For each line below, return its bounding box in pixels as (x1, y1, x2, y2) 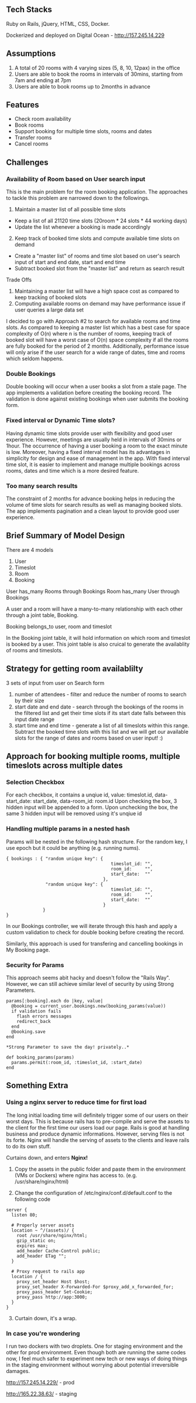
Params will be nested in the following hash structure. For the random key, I (6, 838, 188, 845)
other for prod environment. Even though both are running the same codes (6, 1348, 186, 1355)
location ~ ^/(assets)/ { (11, 1227, 75, 1233)
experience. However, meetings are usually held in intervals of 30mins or (6, 436, 182, 443)
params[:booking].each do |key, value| (6, 998, 104, 1004)
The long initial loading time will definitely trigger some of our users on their (6, 1111, 188, 1119)
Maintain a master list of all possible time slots (14, 206, 126, 213)
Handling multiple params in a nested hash (6, 825, 130, 833)
